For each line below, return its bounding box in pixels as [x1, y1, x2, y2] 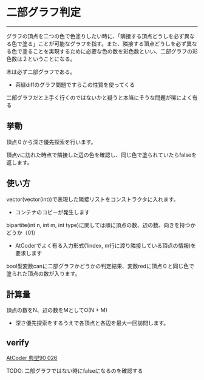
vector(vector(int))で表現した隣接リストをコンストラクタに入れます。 [6, 195, 179, 203]
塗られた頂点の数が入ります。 [6, 270, 81, 277]
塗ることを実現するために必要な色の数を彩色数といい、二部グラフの [22, 47, 192, 55]
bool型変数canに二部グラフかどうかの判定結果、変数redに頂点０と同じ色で [6, 262, 194, 270]
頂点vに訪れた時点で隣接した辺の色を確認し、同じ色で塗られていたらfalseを [6, 151, 197, 158]
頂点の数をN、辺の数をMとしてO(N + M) [6, 307, 108, 314]
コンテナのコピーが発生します [15, 208, 90, 215]
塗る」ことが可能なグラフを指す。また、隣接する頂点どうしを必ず [22, 40, 187, 47]
